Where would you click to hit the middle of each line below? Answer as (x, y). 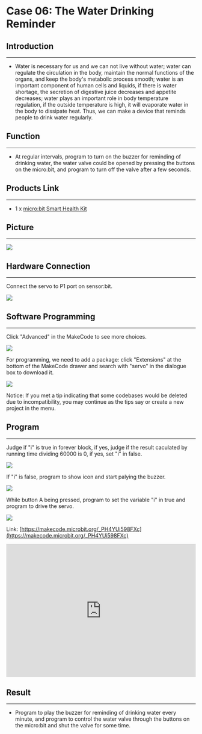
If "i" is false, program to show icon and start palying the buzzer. (86, 477)
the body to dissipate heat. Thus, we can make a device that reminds (100, 111)
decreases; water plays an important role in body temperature (91, 98)
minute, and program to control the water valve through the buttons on (102, 719)
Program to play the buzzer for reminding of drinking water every (96, 713)
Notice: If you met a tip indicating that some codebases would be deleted (97, 395)
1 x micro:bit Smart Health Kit (51, 209)
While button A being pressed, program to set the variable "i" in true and (96, 500)
